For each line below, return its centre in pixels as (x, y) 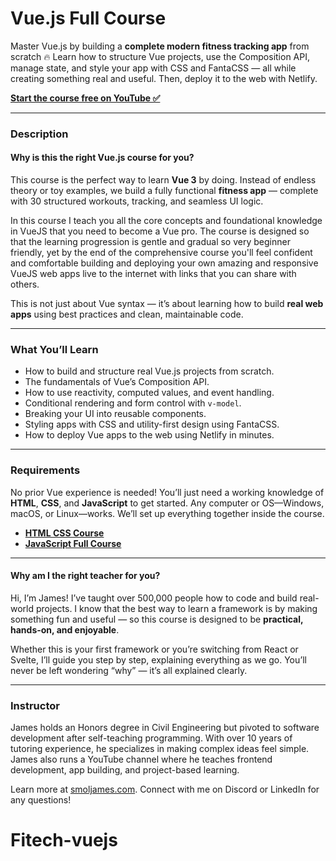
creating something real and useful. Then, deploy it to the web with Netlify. (164, 78)
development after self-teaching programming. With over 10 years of (151, 738)
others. (25, 284)
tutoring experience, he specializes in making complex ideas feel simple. (160, 749)
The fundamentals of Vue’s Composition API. (117, 382)
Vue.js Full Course (88, 18)
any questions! (41, 800)
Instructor (35, 705)
